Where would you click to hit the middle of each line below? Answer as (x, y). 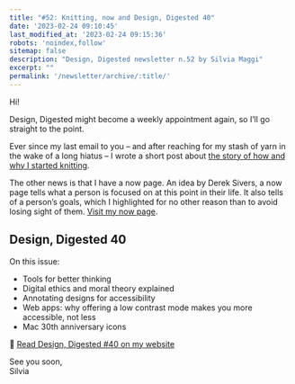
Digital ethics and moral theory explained (98, 288)
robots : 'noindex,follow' (58, 43)
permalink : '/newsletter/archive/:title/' (90, 76)
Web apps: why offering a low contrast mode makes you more (138, 308)
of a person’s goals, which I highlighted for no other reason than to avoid (144, 201)
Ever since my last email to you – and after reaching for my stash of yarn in (147, 146)
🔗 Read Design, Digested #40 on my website (92, 344)
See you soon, (36, 362)
